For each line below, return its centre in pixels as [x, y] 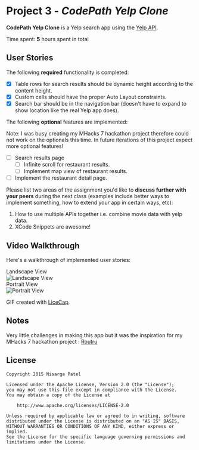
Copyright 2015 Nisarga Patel [44, 374]
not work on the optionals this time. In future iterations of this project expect [99, 140]
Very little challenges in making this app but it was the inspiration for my [94, 335]
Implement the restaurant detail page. [61, 178]
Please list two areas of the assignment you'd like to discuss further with [96, 190]
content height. [33, 90]
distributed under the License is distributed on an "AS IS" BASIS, [93, 421]
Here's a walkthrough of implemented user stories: [69, 260]
